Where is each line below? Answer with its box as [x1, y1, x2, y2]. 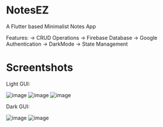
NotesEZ [6, 4, 49, 17]
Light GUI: [6, 80, 30, 87]
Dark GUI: [6, 103, 30, 110]
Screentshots [6, 61, 73, 74]
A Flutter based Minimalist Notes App [6, 23, 96, 30]
